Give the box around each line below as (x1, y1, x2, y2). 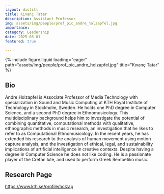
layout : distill (5, 7, 38, 12)
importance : (5, 25, 29, 30)
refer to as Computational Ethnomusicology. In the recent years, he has (5, 130, 149, 136)
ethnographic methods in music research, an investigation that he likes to (5, 125, 153, 131)
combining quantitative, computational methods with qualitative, (5, 120, 135, 126)
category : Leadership (5, 30, 50, 35)
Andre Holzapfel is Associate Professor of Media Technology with (5, 94, 138, 100)
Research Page (5, 171, 53, 179)
